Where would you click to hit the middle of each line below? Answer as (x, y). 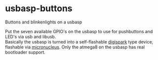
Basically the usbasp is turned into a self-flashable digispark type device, (79, 41)
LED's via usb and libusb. (31, 37)
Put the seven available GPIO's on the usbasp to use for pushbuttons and (79, 31)
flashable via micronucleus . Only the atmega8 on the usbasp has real (75, 47)
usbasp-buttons (39, 9)
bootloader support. (25, 52)
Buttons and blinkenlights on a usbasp (44, 22)
